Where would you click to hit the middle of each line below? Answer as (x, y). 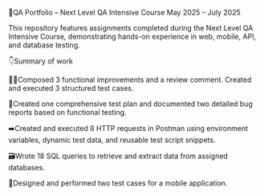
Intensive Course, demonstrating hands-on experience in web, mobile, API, (132, 37)
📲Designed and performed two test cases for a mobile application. (118, 183)
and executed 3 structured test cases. (71, 88)
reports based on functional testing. (67, 112)
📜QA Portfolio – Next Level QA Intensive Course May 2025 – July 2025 (124, 12)
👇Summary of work (41, 61)
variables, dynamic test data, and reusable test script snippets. (112, 140)
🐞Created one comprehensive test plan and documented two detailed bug (130, 104)
